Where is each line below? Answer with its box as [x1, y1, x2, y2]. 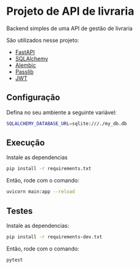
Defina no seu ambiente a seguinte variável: [6, 109, 117, 116]
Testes [6, 206, 33, 216]
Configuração [6, 92, 61, 103]
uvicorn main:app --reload [6, 189, 75, 195]
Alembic [15, 61, 37, 69]
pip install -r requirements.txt [6, 166, 92, 172]
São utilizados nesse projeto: [6, 36, 79, 44]
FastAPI [15, 48, 35, 56]
